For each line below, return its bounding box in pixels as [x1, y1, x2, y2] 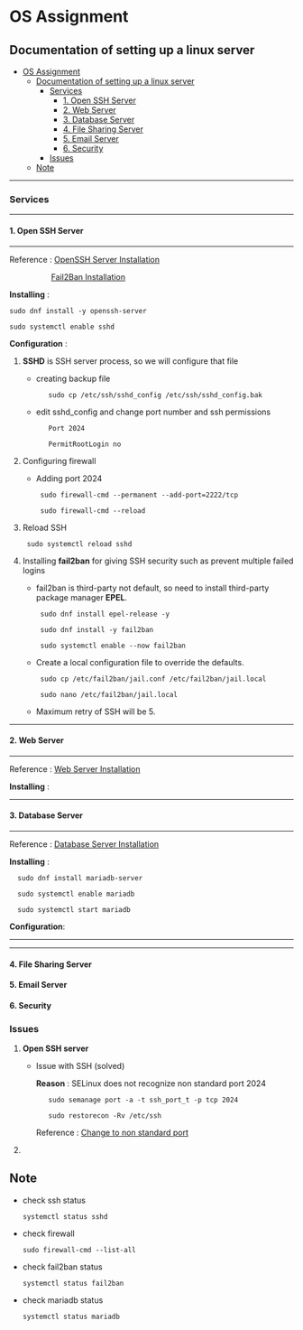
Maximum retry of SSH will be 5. [35, 706, 156, 717]
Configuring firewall [22, 455, 96, 466]
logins [22, 564, 46, 575]
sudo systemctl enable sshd [9, 322, 115, 331]
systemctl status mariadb [22, 1312, 120, 1321]
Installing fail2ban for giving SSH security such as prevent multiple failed [22, 555, 294, 566]
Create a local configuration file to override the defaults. [35, 656, 245, 667]
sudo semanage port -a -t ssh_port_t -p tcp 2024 [48, 1095, 239, 1104]
